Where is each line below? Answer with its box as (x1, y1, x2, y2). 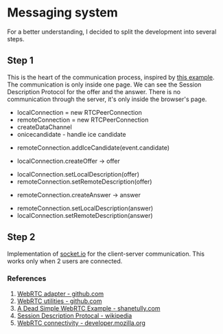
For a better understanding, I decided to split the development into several (7, 27, 217, 36)
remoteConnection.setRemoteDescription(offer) (16, 177, 152, 186)
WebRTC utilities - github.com (16, 297, 102, 305)
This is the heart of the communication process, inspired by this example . (7, 73, 215, 81)
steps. (7, 34, 25, 43)
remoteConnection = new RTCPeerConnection (16, 115, 149, 124)
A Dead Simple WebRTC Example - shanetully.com (16, 304, 161, 312)
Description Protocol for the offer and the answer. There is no (7, 87, 180, 96)
